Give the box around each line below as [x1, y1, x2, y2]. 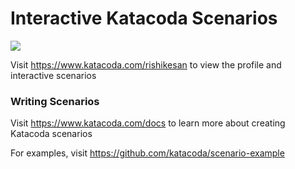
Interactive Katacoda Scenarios [10, 7, 278, 30]
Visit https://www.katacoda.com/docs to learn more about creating [10, 117, 286, 129]
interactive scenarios [10, 69, 97, 81]
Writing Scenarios [10, 94, 100, 108]
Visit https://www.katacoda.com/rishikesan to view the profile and [10, 58, 282, 71]
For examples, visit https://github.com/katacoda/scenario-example [10, 147, 285, 159]
